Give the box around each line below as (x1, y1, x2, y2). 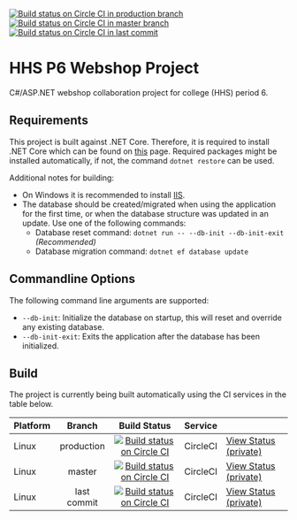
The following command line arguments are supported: (9, 294, 209, 305)
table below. (9, 399, 54, 409)
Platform (13, 420, 51, 432)
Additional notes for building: (9, 172, 115, 183)
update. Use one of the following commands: (21, 218, 187, 228)
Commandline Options (9, 271, 135, 287)
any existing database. (21, 321, 104, 332)
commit (66, 496, 99, 509)
